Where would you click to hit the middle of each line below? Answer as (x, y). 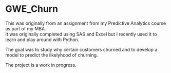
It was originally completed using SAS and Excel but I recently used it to (81, 34)
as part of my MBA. (26, 28)
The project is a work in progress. (41, 65)
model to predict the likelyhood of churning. (52, 55)
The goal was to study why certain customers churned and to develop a (81, 49)
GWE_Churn (32, 9)
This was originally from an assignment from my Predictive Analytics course (86, 23)
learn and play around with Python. (42, 40)
